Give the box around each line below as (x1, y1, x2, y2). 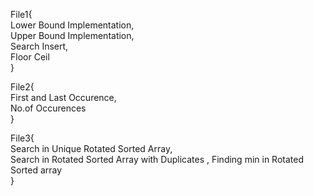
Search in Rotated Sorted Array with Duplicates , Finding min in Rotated (10, 154, 304, 165)
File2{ (10, 81, 35, 93)
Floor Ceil (10, 51, 50, 63)
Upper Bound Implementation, (10, 30, 135, 41)
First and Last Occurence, (10, 92, 117, 103)
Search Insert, (10, 40, 69, 52)
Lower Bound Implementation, (10, 19, 135, 31)
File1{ (10, 9, 33, 20)
